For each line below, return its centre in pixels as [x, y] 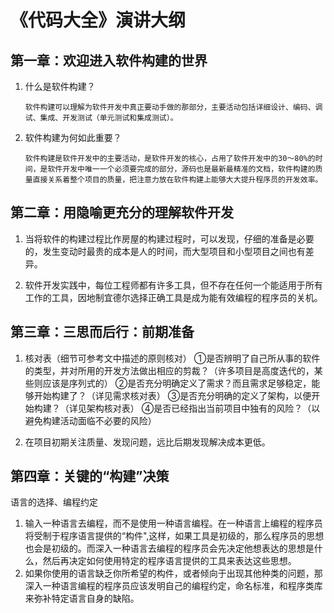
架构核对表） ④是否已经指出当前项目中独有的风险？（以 [203, 408]
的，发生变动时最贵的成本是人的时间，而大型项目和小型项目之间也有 [165, 251]
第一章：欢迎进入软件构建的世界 [109, 60]
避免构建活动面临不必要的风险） [90, 420]
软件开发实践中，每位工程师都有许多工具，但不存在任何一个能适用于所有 [173, 285]
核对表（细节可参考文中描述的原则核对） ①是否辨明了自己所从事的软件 [172, 358]
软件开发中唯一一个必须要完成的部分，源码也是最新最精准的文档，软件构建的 [181, 169]
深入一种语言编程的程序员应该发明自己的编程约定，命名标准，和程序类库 [173, 586]
